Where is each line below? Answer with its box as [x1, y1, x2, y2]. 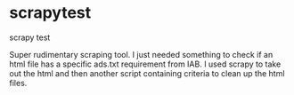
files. [9, 77, 28, 88]
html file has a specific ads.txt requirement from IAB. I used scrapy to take [9, 59, 282, 69]
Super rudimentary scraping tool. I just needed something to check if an [9, 49, 274, 59]
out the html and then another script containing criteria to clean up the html [9, 67, 285, 78]
